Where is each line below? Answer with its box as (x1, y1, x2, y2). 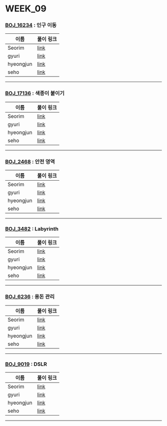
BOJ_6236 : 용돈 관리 (5, 293, 55, 300)
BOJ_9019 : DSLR (5, 360, 47, 367)
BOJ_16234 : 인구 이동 (5, 22, 57, 29)
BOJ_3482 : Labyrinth (5, 225, 59, 232)
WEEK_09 (5, 3, 47, 14)
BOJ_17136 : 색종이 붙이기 (5, 90, 65, 97)
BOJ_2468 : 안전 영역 (5, 158, 55, 165)
